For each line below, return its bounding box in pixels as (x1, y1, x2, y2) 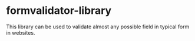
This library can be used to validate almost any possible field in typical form (6, 23, 190, 30)
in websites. (6, 29, 35, 36)
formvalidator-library (6, 4, 112, 17)
